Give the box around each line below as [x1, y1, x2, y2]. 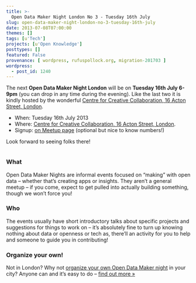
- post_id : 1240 [11, 68, 51, 74]
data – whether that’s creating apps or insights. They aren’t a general [6, 177, 172, 184]
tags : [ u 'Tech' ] [6, 36, 46, 42]
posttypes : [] [6, 47, 41, 53]
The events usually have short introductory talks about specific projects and [6, 218, 190, 225]
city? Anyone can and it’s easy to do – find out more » [6, 270, 136, 278]
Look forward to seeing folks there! [6, 138, 91, 145]
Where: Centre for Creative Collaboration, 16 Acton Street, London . [14, 120, 176, 127]
